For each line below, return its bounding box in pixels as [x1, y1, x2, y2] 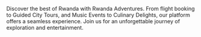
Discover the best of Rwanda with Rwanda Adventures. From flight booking [6, 5, 195, 12]
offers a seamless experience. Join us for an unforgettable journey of [6, 18, 180, 24]
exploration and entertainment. [6, 24, 84, 31]
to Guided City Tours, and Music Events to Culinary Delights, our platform [6, 11, 191, 18]
